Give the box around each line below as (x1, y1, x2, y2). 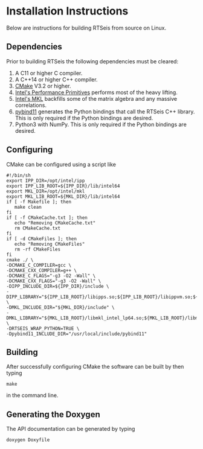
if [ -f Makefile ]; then (6, 199, 71, 205)
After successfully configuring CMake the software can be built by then (6, 363, 184, 371)
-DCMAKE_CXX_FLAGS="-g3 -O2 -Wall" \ (6, 278, 101, 284)
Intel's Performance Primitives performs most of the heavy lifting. (14, 89, 178, 96)
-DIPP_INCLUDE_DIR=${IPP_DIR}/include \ (6, 283, 110, 289)
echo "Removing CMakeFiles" (14, 241, 85, 247)
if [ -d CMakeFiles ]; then (6, 235, 77, 242)
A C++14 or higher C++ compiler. (14, 75, 98, 83)
